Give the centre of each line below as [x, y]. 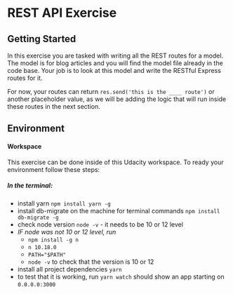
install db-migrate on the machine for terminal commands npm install [119, 211]
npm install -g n [53, 240]
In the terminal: [30, 186]
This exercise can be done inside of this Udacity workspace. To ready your [115, 162]
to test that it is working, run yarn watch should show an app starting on [121, 276]
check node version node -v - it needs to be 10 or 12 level [100, 224]
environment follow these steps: [54, 169]
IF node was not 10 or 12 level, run [67, 232]
